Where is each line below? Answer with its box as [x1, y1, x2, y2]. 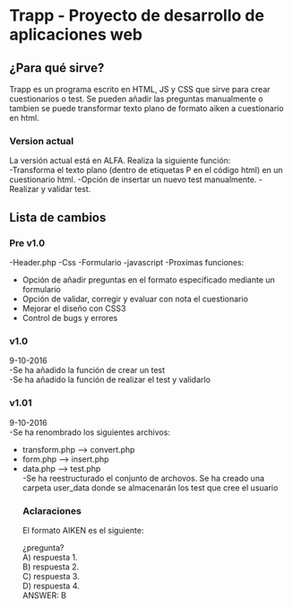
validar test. [47, 184, 91, 195]
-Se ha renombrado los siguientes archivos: [9, 427, 170, 438]
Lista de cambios [9, 210, 107, 225]
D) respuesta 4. [22, 580, 80, 591]
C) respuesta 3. [22, 570, 80, 581]
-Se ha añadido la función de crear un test [9, 365, 166, 376]
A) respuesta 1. [22, 552, 78, 562]
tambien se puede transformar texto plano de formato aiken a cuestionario [9, 103, 284, 113]
